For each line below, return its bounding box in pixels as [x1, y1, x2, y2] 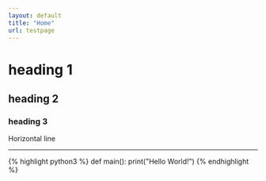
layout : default [8, 11, 62, 20]
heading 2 [8, 92, 59, 106]
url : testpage [8, 26, 55, 34]
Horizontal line [8, 134, 55, 144]
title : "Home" [8, 19, 55, 27]
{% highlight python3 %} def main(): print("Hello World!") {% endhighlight [8, 156, 249, 167]
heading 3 [8, 116, 48, 127]
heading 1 [8, 60, 73, 79]
